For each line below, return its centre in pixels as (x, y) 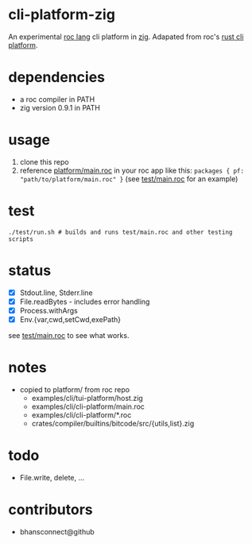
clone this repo (44, 161)
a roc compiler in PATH (57, 99)
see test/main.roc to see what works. (69, 335)
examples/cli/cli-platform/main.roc (88, 406)
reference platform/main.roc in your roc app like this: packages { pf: (132, 170)
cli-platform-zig (62, 15)
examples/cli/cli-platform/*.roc (81, 414)
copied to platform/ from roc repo (74, 389)
